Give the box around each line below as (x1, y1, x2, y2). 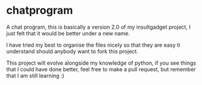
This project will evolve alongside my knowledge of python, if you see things (6, 59, 197, 66)
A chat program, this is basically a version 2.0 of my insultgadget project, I (6, 23, 191, 31)
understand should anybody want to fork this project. (6, 47, 139, 54)
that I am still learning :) (6, 72, 65, 79)
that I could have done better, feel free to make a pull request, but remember (6, 65, 196, 72)
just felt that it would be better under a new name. (6, 29, 130, 37)
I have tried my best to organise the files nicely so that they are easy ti (6, 41, 181, 48)
